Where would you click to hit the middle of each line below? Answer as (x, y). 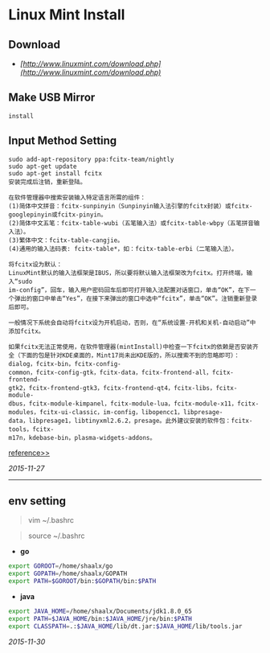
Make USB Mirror (52, 98)
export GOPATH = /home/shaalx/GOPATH (68, 574)
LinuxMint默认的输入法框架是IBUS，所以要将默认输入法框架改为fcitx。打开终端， (127, 273)
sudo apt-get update (43, 166)
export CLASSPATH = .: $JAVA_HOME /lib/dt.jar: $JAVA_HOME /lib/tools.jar (125, 626)
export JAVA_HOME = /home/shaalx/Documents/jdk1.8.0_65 (100, 612)
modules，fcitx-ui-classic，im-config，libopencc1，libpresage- (116, 412)
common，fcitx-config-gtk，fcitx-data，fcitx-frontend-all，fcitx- (121, 372)
